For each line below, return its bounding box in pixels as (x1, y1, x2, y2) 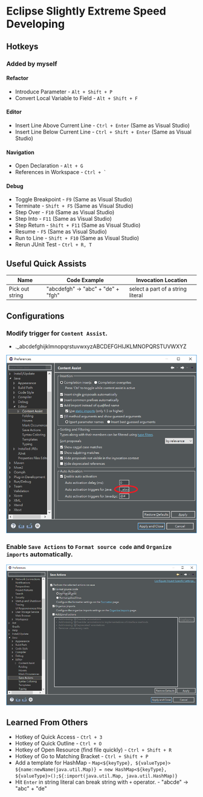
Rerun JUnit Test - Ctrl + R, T (14, 241, 92, 248)
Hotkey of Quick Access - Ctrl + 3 (14, 733, 103, 741)
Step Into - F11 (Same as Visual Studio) (14, 215, 112, 223)
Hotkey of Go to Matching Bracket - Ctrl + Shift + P (14, 752, 149, 759)
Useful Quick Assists (6, 258, 87, 269)
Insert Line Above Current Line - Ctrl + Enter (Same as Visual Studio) (14, 121, 190, 129)
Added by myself (6, 59, 57, 68)
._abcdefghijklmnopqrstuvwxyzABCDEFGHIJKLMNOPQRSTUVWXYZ (14, 343, 187, 350)
